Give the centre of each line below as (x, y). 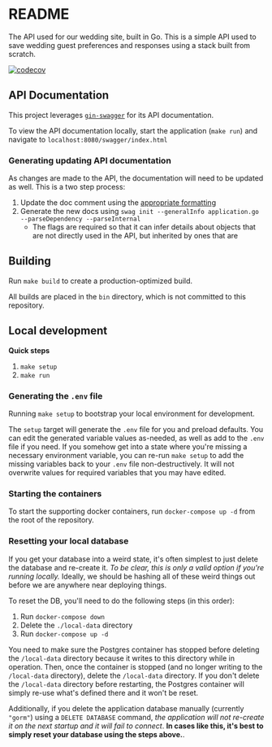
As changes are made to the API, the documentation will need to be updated (136, 178)
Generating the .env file (56, 395)
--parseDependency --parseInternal (80, 219)
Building (30, 261)
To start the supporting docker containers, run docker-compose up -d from (132, 511)
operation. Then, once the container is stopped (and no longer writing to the (136, 666)
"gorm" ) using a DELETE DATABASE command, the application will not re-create (136, 717)
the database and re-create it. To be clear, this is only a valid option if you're (136, 567)
